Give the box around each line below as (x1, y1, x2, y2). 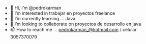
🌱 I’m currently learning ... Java (10, 16, 76, 21)
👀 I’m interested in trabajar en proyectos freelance (10, 10, 115, 16)
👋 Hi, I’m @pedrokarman (10, 5, 62, 11)
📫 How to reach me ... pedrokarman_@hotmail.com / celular (10, 27, 137, 32)
